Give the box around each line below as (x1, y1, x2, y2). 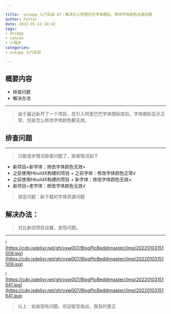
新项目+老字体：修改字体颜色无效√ (12, 183, 85, 189)
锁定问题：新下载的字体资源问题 (17, 194, 85, 200)
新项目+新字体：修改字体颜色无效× (12, 164, 86, 170)
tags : (5, 26, 17, 31)
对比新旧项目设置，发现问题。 (17, 225, 80, 231)
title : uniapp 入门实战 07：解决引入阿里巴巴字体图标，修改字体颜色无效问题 (5, 12, 153, 17)
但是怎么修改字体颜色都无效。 (26, 117, 90, 123)
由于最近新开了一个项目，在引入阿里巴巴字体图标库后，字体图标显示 (17, 111, 161, 117)
